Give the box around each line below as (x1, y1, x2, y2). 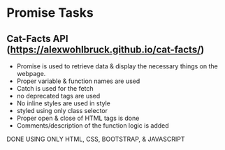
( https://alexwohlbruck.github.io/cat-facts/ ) (6, 43, 205, 55)
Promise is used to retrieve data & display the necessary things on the (16, 62, 218, 70)
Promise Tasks (6, 5, 94, 21)
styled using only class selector (16, 107, 108, 114)
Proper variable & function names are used (16, 77, 140, 85)
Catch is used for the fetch (16, 84, 94, 92)
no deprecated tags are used (16, 92, 101, 100)
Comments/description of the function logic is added (16, 121, 169, 130)
